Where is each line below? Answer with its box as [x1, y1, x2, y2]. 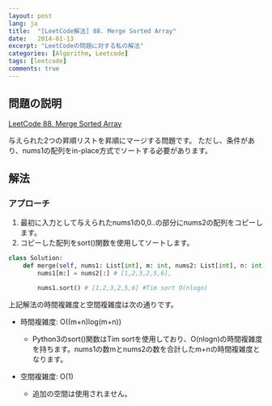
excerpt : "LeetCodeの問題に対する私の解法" [8, 42, 144, 50]
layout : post [8, 11, 53, 20]
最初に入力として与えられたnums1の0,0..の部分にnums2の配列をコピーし [19, 218, 263, 228]
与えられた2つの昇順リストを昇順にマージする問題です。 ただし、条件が [8, 135, 249, 145]
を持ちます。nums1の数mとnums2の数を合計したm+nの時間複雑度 [32, 344, 253, 353]
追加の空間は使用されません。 [32, 388, 132, 398]
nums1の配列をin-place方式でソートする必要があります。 [22, 145, 213, 155]
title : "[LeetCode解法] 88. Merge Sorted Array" [8, 27, 176, 35]
